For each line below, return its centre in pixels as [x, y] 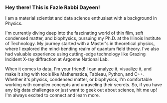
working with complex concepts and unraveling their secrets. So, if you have [84, 85]
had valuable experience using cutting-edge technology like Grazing [76, 54]
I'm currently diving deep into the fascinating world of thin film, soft [74, 33]
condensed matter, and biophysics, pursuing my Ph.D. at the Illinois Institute [83, 38]
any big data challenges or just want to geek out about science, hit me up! [81, 90]
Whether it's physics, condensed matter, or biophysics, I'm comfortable [79, 79]
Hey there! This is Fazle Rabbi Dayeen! [53, 7]
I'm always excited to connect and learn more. [53, 95]
